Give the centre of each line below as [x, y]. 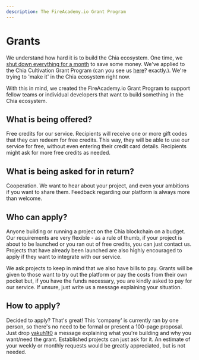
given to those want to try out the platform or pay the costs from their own [97, 275]
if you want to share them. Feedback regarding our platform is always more [98, 192]
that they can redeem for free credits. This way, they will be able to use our [98, 140]
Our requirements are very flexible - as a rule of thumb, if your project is [94, 238]
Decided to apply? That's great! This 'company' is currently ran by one [93, 320]
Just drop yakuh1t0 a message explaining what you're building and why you [99, 333]
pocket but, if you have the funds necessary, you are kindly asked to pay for [99, 281]
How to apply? [33, 306]
